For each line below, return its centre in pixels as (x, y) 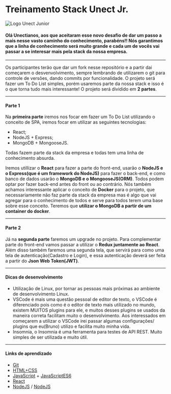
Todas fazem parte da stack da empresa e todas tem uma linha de (75, 153)
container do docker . (28, 211)
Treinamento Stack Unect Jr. (67, 9)
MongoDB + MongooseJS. (40, 143)
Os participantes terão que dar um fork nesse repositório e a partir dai (79, 68)
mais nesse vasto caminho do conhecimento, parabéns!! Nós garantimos (84, 40)
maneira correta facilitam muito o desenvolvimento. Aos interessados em (89, 315)
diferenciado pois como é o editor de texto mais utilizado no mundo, (84, 304)
